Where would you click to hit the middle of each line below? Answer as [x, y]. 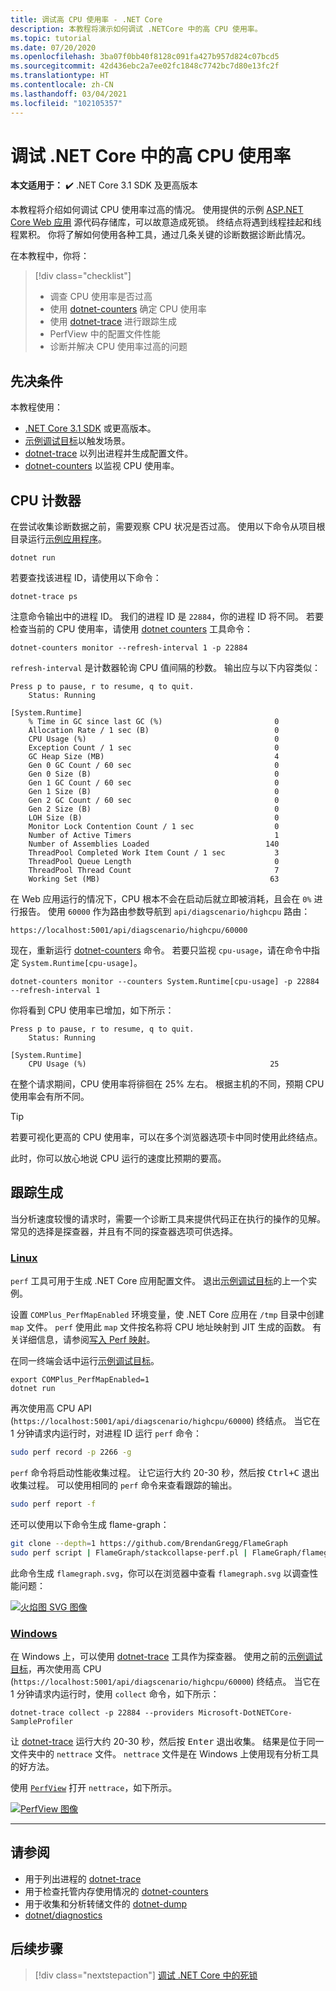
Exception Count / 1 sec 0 [154, 748]
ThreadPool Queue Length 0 [154, 862]
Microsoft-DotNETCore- [245, 1712]
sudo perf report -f [53, 1504]
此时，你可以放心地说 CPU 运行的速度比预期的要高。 [118, 1158]
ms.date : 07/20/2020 [53, 47]
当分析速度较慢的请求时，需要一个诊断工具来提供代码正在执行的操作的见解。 [168, 1218]
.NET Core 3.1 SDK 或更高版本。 [90, 428]
